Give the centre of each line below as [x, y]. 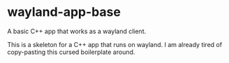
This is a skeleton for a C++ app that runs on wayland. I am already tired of [114, 44]
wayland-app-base [64, 12]
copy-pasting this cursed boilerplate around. [71, 52]
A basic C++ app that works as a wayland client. [77, 31]
